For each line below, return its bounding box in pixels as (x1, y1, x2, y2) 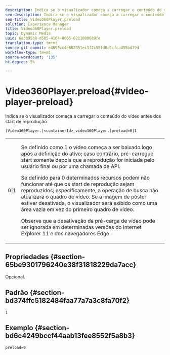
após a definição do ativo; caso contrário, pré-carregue (21, 150, 154, 157)
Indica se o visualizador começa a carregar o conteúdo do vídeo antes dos (5, 113, 161, 119)
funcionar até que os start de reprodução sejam (21, 181, 135, 188)
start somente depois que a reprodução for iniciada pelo (21, 157, 155, 164)
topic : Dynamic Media (5, 31, 51, 36)
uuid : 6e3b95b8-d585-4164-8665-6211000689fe (5, 36, 101, 41)
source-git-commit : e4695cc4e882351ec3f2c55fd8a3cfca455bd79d (5, 45, 139, 50)
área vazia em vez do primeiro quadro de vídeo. (21, 206, 135, 213)
